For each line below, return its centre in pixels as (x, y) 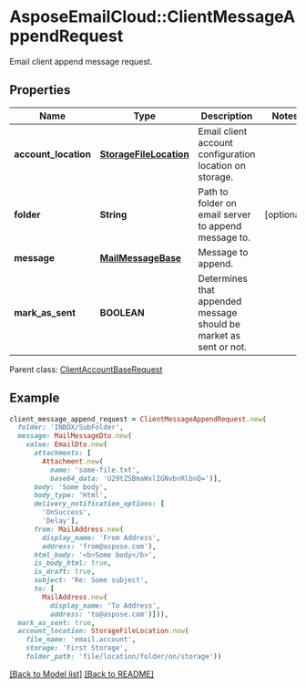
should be (219, 324)
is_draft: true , (64, 572)
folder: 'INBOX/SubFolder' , (71, 427)
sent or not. (223, 347)
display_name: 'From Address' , (102, 537)
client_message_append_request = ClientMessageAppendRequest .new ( (138, 419)
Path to (214, 192)
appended (220, 301)
